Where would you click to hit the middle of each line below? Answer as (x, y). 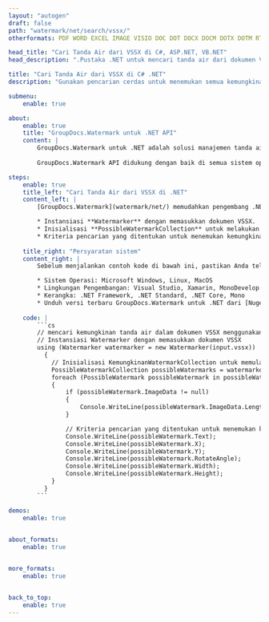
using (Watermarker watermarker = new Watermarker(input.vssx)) (147, 348)
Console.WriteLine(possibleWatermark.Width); (143, 466)
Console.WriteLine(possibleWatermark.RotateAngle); (153, 459)
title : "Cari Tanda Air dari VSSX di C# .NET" (87, 74)
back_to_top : (30, 597)
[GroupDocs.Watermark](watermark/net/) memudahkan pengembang (143, 207)
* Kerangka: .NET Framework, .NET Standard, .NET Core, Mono (141, 295)
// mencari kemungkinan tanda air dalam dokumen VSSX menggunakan (150, 333)
